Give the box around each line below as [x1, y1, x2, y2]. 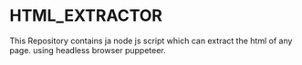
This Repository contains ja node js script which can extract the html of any [9, 35, 293, 46]
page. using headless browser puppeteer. [9, 44, 166, 55]
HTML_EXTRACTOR [9, 5, 162, 26]
